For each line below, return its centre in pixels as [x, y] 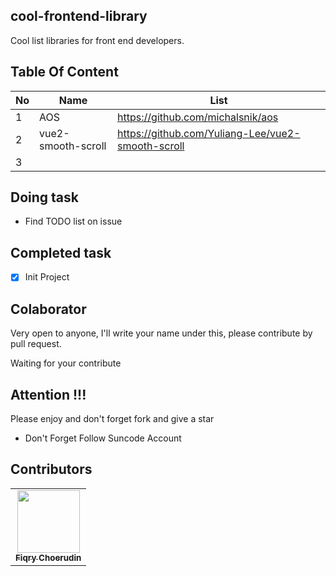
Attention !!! [48, 394]
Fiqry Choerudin [48, 557]
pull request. [36, 344]
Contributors [51, 469]
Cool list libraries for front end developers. [97, 40]
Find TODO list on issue [73, 221]
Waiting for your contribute [66, 363]
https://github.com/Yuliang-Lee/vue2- [209, 133]
